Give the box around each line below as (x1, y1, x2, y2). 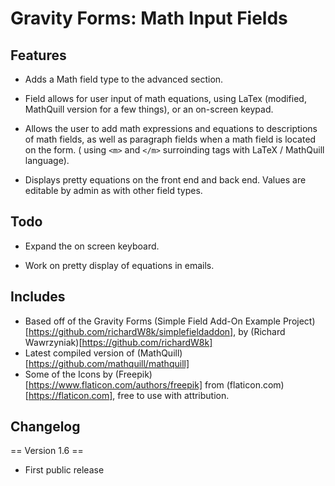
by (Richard (238, 325, 286, 337)
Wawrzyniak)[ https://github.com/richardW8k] (24, 336, 213, 348)
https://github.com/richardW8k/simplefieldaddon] (28, 325, 234, 337)
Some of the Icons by (24, 368, 113, 380)
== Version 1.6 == (10, 445, 84, 457)
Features (10, 47, 67, 64)
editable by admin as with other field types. (24, 185, 203, 196)
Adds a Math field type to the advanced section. (24, 73, 224, 85)
